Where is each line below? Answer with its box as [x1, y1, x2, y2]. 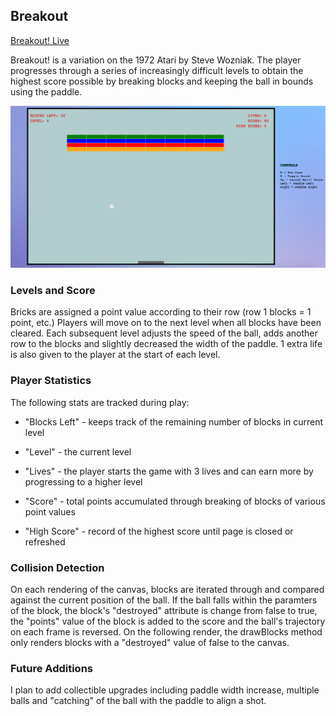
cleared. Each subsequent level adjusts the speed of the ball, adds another [10, 327, 318, 339]
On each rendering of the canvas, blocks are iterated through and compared [10, 584, 325, 596]
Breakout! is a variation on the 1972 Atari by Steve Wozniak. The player [10, 54, 302, 66]
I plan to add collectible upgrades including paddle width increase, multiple [10, 684, 320, 696]
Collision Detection [10, 560, 105, 574]
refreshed [24, 535, 66, 548]
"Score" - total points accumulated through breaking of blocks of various [24, 495, 326, 507]
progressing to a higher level [24, 475, 143, 488]
